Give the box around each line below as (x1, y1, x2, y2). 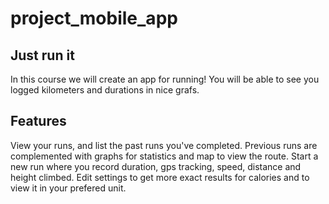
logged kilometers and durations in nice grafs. (10, 84, 200, 96)
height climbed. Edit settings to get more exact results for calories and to (10, 171, 310, 183)
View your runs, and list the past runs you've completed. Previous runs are (10, 139, 318, 151)
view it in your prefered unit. (10, 182, 127, 194)
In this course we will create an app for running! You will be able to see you (10, 73, 320, 85)
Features (10, 113, 67, 130)
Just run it (10, 47, 75, 64)
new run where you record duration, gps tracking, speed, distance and (10, 160, 302, 172)
